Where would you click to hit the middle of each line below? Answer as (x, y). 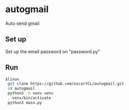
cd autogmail (21, 89)
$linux (12, 79)
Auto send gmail (22, 23)
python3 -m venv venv (30, 93)
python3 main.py (25, 102)
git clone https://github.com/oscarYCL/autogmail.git (66, 84)
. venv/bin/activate (29, 98)
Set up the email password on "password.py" (53, 51)
